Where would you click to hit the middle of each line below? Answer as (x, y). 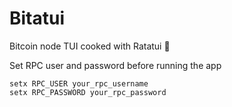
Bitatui (37, 18)
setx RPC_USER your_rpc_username (79, 83)
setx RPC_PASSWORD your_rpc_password (88, 92)
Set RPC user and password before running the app (115, 65)
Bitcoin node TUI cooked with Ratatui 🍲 (90, 46)
